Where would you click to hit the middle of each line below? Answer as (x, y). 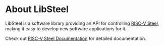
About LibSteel (37, 9)
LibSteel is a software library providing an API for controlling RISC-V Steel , (82, 23)
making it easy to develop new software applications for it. (66, 28)
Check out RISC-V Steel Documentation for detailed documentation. (76, 38)
